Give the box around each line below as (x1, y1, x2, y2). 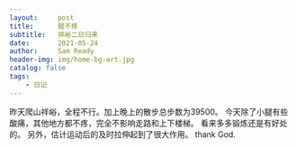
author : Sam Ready (9, 47, 94, 56)
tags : (9, 72, 30, 81)
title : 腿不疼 (9, 22, 78, 31)
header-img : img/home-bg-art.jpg (9, 55, 135, 64)
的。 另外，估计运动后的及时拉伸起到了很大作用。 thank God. (9, 128, 236, 140)
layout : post (9, 13, 75, 23)
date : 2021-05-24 (9, 38, 99, 48)
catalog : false (9, 64, 67, 73)
